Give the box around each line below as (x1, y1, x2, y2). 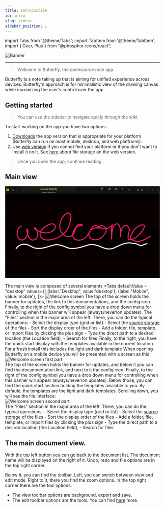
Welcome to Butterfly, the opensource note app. (17, 67, 114, 73)
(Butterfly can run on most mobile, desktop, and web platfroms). (12, 139, 142, 145)
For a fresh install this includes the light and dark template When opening (5, 346, 153, 352)
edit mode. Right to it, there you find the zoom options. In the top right (5, 477, 146, 483)
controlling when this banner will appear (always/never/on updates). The (5, 309, 152, 315)
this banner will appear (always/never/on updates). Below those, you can (5, 377, 153, 383)
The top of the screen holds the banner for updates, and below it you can (5, 362, 153, 367)
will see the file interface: (5, 393, 56, 399)
